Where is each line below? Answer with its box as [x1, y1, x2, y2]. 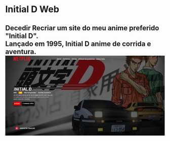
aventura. [5, 47, 36, 56]
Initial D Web [5, 4, 60, 15]
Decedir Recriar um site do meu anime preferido [5, 24, 159, 32]
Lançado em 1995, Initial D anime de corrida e [5, 39, 151, 48]
